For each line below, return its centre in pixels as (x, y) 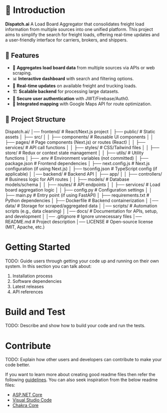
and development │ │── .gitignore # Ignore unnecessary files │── (74, 216)
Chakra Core (25, 406)
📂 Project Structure (35, 119)
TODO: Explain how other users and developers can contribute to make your (83, 360)
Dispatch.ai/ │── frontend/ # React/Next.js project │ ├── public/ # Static (80, 131)
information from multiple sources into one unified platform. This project (79, 29)
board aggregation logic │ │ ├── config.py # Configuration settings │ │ (79, 190)
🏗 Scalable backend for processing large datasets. (66, 91)
